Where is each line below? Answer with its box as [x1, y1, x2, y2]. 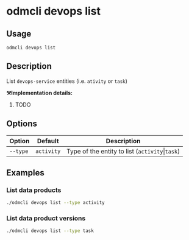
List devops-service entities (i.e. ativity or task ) [6, 77, 128, 85]
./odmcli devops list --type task [6, 228, 94, 234]
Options [6, 119, 38, 129]
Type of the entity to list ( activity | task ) [66, 147, 180, 155]
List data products [6, 186, 62, 194]
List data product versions [6, 214, 86, 223]
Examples [6, 168, 45, 178]
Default [37, 136, 59, 145]
